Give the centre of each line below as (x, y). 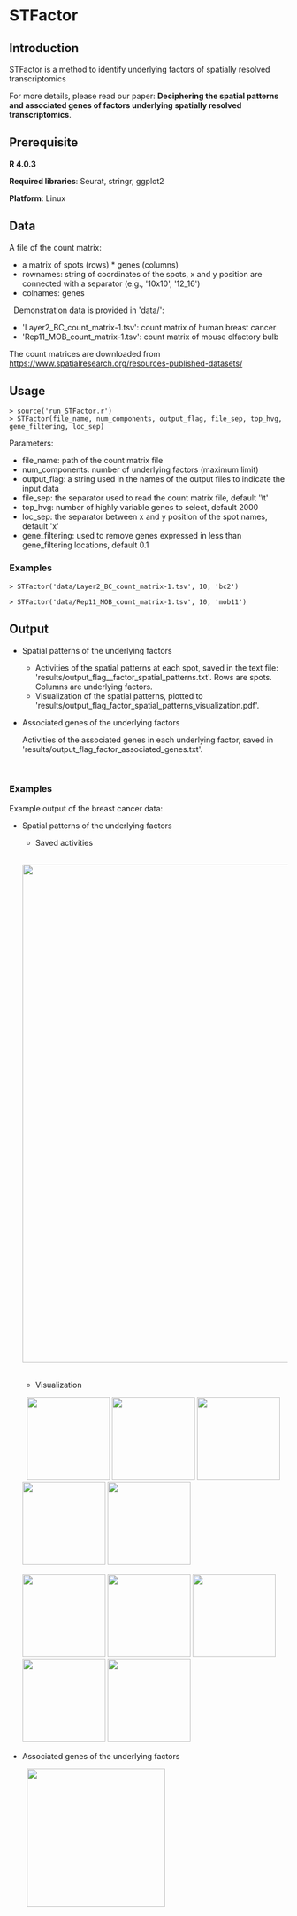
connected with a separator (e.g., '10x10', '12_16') (111, 283)
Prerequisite (44, 143)
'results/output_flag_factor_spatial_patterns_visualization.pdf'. (147, 705)
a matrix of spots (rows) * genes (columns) (100, 264)
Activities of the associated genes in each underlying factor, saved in (148, 740)
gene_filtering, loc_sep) (57, 427)
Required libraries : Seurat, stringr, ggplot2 (87, 181)
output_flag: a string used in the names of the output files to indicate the (153, 479)
